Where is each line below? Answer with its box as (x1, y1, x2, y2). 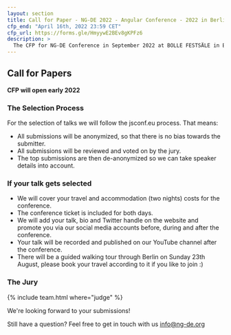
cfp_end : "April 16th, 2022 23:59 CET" (7, 23, 122, 30)
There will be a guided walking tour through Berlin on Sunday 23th (16, 253, 206, 261)
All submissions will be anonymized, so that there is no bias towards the (16, 132, 221, 141)
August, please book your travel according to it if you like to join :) (16, 260, 204, 269)
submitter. (16, 139, 46, 148)
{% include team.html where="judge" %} (7, 293, 123, 301)
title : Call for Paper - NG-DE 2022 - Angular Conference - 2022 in (7, 17, 208, 23)
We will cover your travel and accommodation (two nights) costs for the (16, 194, 220, 203)
